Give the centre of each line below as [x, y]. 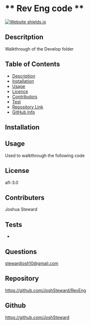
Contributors [25, 96]
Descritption [24, 37]
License [17, 171]
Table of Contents [33, 64]
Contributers [25, 197]
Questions [21, 251]
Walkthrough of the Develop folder [39, 49]
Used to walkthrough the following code [45, 155]
